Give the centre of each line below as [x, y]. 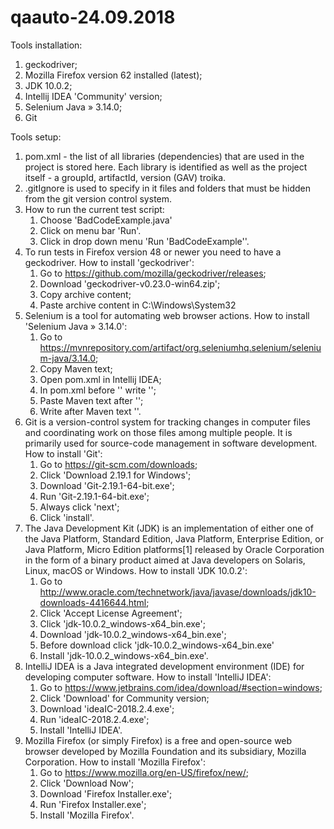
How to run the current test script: [94, 209]
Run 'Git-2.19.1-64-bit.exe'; [94, 496]
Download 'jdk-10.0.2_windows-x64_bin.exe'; [133, 634]
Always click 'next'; [79, 507]
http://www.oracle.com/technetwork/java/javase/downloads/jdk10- [178, 592]
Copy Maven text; [76, 368]
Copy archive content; [85, 294]
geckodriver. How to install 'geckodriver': [109, 262]
